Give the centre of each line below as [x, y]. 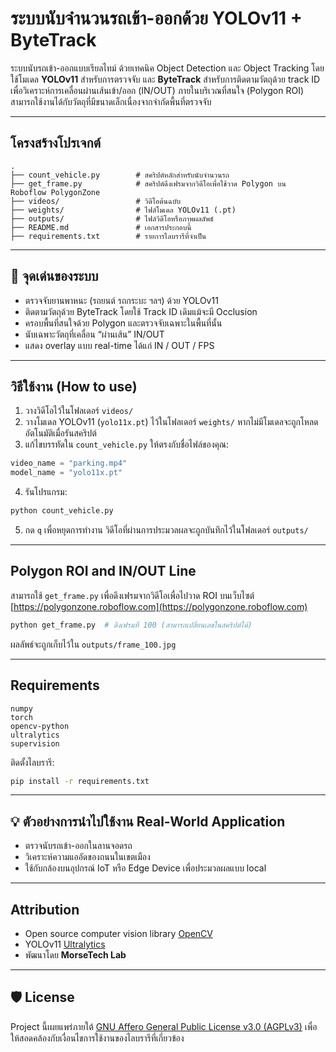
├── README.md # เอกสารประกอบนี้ [101, 227]
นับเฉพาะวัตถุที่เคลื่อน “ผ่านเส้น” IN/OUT [94, 334]
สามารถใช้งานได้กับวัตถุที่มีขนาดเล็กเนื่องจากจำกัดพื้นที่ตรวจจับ [111, 101]
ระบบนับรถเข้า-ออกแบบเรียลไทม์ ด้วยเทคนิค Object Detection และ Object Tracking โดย [167, 68]
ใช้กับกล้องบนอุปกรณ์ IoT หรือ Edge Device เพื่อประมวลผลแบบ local [145, 868]
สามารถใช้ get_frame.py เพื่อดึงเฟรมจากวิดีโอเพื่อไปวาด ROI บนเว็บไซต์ [132, 595]
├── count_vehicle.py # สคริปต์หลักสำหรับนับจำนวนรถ [120, 175]
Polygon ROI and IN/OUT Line [103, 571]
